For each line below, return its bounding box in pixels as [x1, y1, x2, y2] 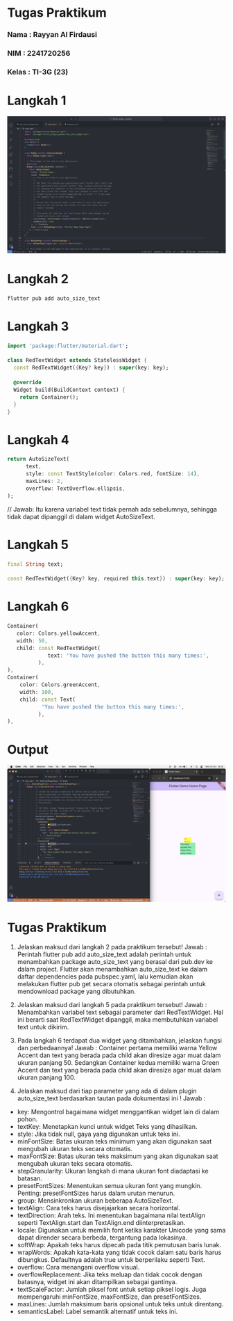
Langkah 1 [7, 93, 67, 109]
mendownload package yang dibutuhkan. [17, 987, 137, 996]
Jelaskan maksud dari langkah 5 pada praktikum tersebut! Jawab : [17, 1001, 207, 1009]
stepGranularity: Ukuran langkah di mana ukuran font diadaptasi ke [17, 1167, 209, 1176]
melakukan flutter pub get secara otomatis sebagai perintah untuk [17, 980, 206, 988]
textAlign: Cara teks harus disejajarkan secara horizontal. [17, 1204, 181, 1212]
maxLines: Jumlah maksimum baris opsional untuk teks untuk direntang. [17, 1300, 224, 1308]
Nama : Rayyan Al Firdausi [7, 30, 97, 40]
